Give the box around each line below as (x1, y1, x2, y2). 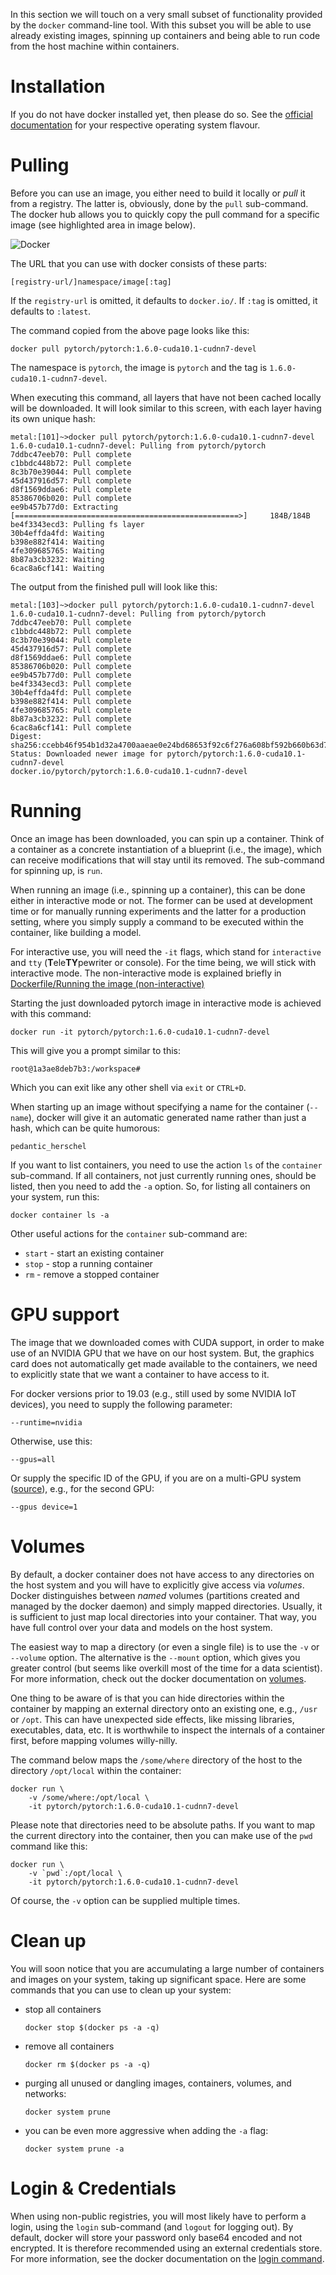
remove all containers (24, 2040, 115, 2052)
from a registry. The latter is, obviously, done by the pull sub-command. (10, 197, 309, 209)
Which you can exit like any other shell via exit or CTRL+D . (10, 1081, 247, 1093)
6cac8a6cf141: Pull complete (10, 722, 132, 733)
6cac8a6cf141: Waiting (10, 563, 105, 573)
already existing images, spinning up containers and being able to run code (10, 30, 321, 41)
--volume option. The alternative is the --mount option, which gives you (10, 1651, 301, 1663)
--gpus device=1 (10, 1502, 78, 1512)
